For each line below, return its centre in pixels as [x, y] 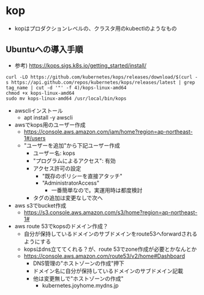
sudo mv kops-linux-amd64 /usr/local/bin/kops [66, 99]
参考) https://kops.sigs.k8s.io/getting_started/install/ [81, 65]
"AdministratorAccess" [70, 183]
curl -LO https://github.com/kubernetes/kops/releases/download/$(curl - [102, 77]
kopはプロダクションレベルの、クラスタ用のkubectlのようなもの [96, 28]
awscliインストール [39, 110]
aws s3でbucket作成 [40, 205]
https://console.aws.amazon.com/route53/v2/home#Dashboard [104, 256]
